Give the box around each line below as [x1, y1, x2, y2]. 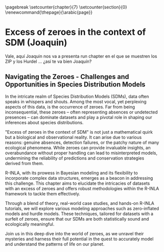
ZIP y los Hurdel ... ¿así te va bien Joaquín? [5, 58, 92, 64]
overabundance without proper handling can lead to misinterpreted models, [5, 150, 158, 156]
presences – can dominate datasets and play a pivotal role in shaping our [5, 114, 153, 120]
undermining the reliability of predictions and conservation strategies [5, 155, 144, 161]
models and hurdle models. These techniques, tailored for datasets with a [5, 211, 153, 217]
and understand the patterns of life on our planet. [5, 241, 105, 247]
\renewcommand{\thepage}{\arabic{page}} [5, 9, 93, 15]
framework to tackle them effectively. [5, 191, 81, 196]
